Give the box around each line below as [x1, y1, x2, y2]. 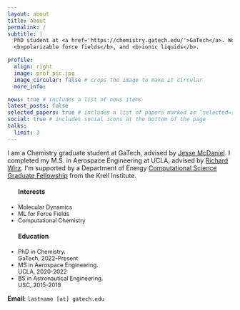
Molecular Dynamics [17, 203, 73, 211]
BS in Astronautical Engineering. [17, 275, 104, 282]
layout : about [7, 10, 50, 18]
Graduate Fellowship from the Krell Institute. [7, 171, 137, 180]
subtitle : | [7, 30, 43, 38]
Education [17, 232, 49, 241]
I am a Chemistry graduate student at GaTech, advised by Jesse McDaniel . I [7, 148, 231, 157]
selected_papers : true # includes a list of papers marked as [7, 109, 196, 116]
